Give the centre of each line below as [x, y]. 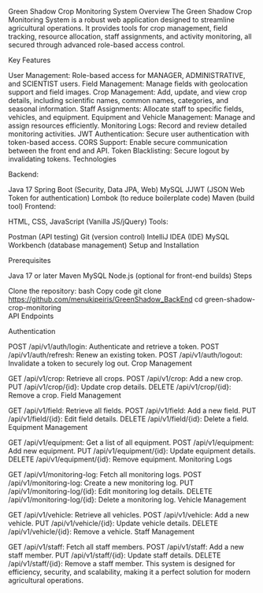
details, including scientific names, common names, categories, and [119, 100]
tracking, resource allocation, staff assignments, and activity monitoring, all [130, 36]
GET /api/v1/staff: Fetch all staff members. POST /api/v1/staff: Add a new [126, 547]
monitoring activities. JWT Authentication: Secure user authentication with [129, 134]
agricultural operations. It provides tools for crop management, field [118, 28]
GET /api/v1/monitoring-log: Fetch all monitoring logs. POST [105, 474]
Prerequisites [30, 260]
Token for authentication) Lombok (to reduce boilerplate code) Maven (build [131, 198]
